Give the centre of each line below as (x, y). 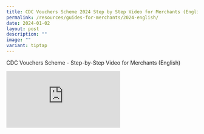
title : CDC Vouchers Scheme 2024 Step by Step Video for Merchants (93, 12)
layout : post (23, 29)
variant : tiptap (27, 46)
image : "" (19, 40)
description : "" (27, 34)
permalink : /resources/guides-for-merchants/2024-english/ (83, 18)
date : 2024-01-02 (28, 23)
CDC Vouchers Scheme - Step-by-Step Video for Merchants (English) (93, 62)
